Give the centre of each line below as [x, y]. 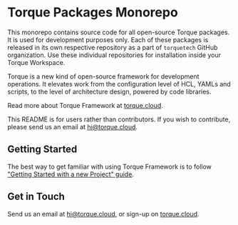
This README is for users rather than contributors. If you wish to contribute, [119, 119]
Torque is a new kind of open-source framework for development [103, 76]
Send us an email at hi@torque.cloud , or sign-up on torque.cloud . [103, 214]
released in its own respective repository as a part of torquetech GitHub [113, 47]
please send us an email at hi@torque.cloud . [72, 126]
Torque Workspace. [36, 62]
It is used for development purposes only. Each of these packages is [108, 39]
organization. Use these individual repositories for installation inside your [114, 55]
